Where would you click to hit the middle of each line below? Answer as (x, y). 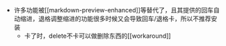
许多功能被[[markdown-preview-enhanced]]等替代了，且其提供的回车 (114, 10)
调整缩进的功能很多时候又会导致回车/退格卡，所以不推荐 (131, 19)
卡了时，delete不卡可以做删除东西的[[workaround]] (98, 36)
